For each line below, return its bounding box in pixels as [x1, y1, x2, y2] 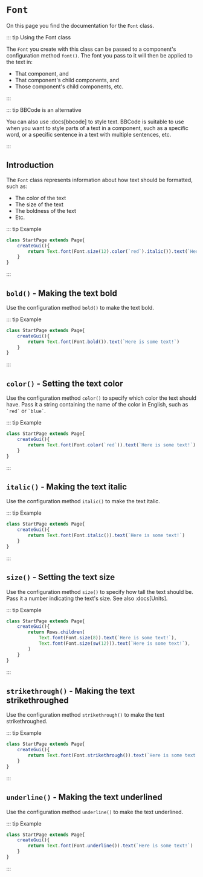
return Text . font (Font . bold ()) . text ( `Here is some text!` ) [28, 339, 180, 345]
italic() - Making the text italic [6, 481, 127, 492]
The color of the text [14, 194, 66, 201]
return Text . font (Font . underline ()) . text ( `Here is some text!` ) [28, 843, 193, 849]
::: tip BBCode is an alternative [6, 106, 82, 113]
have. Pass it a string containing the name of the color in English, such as [6, 401, 188, 408]
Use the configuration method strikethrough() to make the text [6, 711, 165, 719]
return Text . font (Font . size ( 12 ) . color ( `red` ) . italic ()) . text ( [28, 248, 188, 255]
